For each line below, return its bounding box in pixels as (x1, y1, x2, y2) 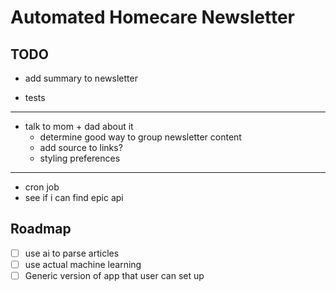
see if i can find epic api (24, 192, 124, 203)
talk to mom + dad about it (24, 121, 134, 132)
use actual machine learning (24, 258, 142, 270)
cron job (24, 181, 60, 193)
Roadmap (10, 221, 72, 238)
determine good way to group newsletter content (39, 131, 242, 143)
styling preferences (39, 152, 121, 164)
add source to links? (39, 142, 123, 153)
